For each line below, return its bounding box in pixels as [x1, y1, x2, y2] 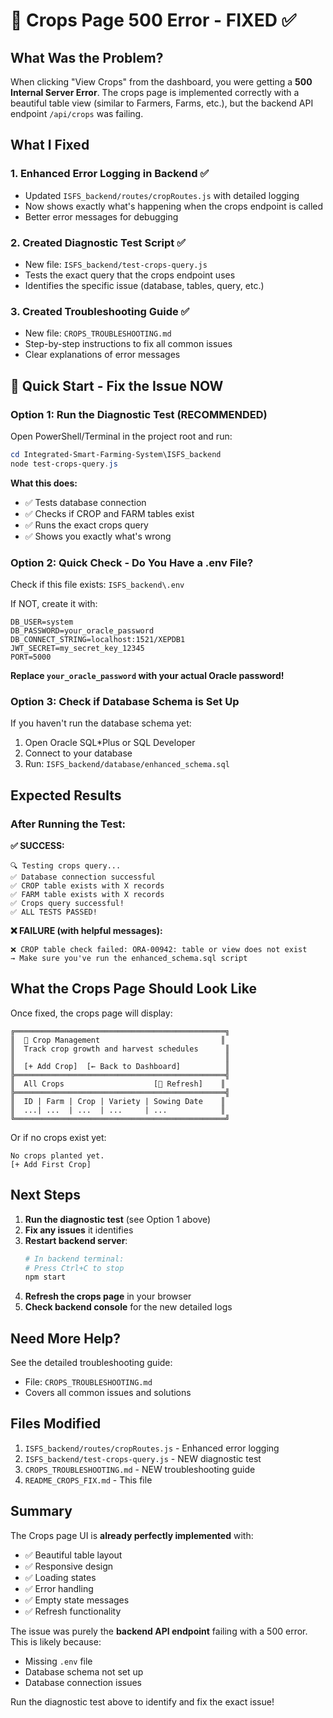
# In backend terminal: [24, 1254, 125, 1264]
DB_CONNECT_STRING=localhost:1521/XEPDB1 [10, 635, 186, 645]
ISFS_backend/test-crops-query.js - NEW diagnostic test [24, 1452, 262, 1464]
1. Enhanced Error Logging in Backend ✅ [10, 167, 210, 181]
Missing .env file [24, 1655, 93, 1667]
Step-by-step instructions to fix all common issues [24, 338, 233, 350]
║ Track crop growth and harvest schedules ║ [10, 1044, 230, 1054]
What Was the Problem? [10, 49, 164, 66]
